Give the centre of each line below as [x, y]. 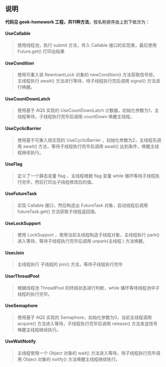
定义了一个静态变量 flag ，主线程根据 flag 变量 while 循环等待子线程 [86, 176]
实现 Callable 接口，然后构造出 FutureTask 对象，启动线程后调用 [83, 206]
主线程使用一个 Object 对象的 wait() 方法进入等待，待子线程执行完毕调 [89, 353]
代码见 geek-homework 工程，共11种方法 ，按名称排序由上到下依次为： [78, 22]
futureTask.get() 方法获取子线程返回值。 [58, 212]
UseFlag [14, 164]
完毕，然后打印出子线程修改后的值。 [58, 182]
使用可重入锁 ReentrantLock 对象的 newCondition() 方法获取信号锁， [87, 75]
